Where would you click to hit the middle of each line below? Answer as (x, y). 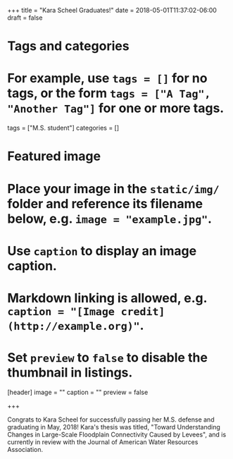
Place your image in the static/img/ (113, 189)
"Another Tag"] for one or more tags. (116, 108)
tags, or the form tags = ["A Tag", (109, 93)
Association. (25, 449)
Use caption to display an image (102, 251)
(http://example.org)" (74, 326)
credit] (143, 311)
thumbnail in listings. (70, 373)
